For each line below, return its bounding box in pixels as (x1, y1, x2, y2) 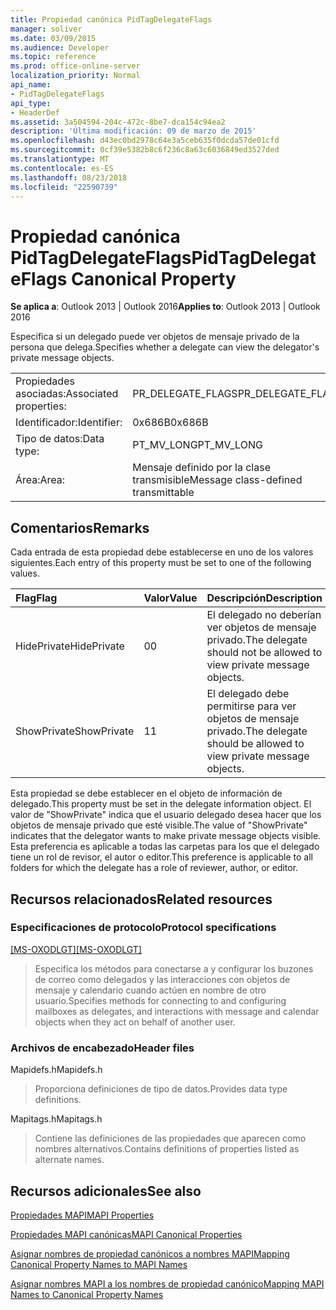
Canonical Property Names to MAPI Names (10, 1258, 188, 1270)
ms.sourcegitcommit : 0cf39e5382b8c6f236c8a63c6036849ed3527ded (10, 145, 280, 155)
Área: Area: (15, 473, 66, 487)
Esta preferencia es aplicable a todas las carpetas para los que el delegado (10, 841, 320, 853)
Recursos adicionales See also (10, 1182, 202, 1200)
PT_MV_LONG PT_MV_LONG (132, 438, 263, 452)
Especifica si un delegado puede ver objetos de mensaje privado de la (10, 331, 300, 343)
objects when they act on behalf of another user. (34, 1016, 236, 1028)
